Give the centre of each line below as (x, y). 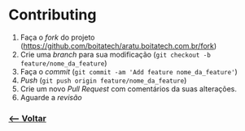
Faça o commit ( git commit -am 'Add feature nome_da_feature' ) (129, 71)
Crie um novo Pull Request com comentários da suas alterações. (129, 89)
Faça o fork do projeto (57, 37)
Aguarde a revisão (51, 97)
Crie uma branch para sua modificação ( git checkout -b (116, 54)
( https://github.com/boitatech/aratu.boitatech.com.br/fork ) (118, 45)
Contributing (52, 15)
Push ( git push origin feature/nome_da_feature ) (103, 80)
